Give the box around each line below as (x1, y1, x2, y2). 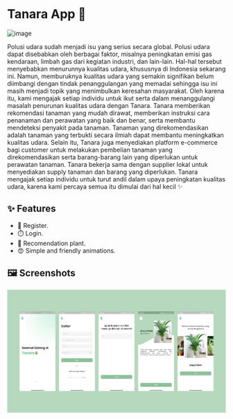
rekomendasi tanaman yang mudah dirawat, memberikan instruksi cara (7, 109, 210, 117)
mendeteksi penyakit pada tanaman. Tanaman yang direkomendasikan (7, 123, 209, 132)
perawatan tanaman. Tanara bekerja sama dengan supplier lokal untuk (7, 160, 208, 168)
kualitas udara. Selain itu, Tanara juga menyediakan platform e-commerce (7, 138, 218, 146)
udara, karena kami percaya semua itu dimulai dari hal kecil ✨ (7, 182, 183, 190)
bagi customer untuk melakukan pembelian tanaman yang (7, 145, 173, 154)
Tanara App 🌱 (7, 6, 87, 22)
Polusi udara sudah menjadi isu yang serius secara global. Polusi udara (7, 42, 210, 51)
